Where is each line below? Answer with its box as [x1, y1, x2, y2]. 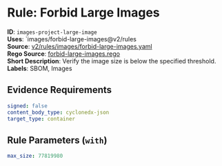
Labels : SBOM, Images [7, 64, 72, 72]
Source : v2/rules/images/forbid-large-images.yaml [7, 42, 153, 50]
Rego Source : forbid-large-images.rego [7, 50, 121, 58]
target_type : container [7, 115, 76, 122]
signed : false [7, 102, 48, 110]
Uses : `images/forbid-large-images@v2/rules [7, 34, 137, 43]
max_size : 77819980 [7, 153, 63, 160]
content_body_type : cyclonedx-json [7, 109, 110, 116]
